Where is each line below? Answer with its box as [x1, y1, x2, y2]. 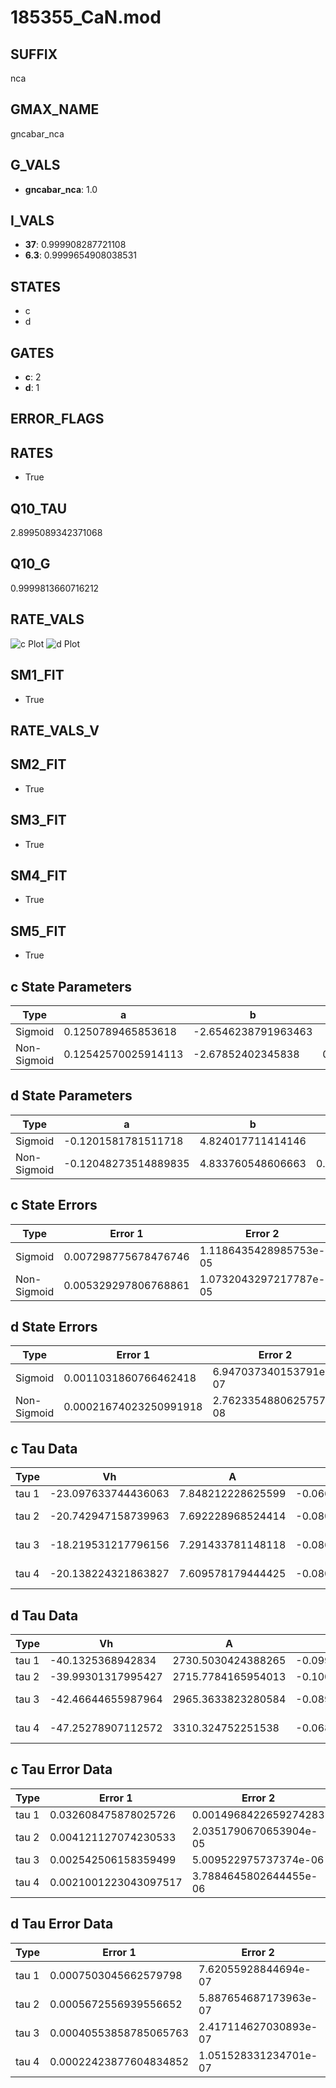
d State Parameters [10, 1087, 133, 1105]
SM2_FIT [10, 756, 67, 773]
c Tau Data [10, 1440, 78, 1457]
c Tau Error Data [10, 1761, 113, 1778]
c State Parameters [10, 978, 133, 995]
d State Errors [10, 1318, 98, 1335]
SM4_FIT [10, 867, 68, 884]
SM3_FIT [10, 812, 67, 829]
